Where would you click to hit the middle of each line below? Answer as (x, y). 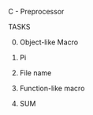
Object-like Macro (49, 42)
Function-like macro (52, 88)
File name (35, 73)
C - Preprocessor (36, 11)
